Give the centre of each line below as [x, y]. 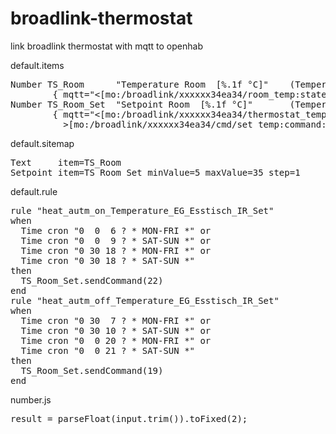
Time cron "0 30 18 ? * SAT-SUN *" [108, 260]
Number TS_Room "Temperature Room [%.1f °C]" [140, 84]
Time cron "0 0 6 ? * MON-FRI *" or [116, 230]
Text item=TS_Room [66, 162]
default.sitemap [42, 143]
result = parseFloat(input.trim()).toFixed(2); [129, 418]
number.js [31, 399]
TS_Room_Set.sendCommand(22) [92, 280]
